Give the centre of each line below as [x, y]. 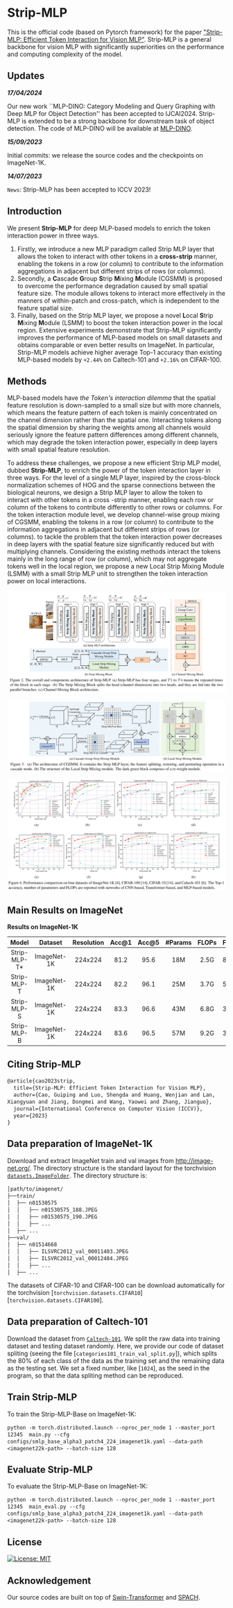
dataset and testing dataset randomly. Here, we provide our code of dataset [115, 1346]
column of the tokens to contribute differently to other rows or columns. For [115, 508]
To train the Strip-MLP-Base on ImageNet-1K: [72, 1414]
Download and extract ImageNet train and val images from [91, 1160]
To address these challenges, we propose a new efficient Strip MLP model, [114, 463]
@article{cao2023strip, [42, 1081]
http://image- [195, 1160]
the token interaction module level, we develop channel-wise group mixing [114, 514]
